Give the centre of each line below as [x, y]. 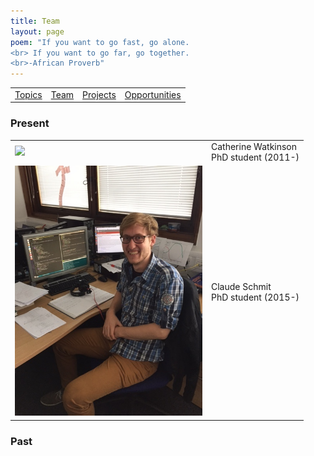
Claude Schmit [241, 286]
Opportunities [153, 94]
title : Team [35, 21]
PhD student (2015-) [255, 297]
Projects [99, 94]
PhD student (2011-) [255, 157]
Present [30, 123]
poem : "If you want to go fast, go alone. [100, 42]
